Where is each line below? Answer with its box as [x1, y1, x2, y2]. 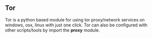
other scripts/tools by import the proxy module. [5, 27, 100, 33]
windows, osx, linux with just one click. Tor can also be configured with [5, 22, 148, 28]
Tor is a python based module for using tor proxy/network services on [5, 17, 145, 22]
